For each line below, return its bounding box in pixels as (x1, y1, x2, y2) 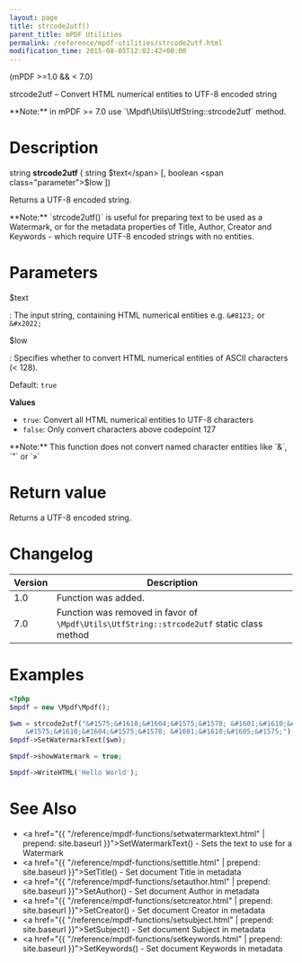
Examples (9, 665, 84, 685)
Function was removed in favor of (57, 606, 198, 618)
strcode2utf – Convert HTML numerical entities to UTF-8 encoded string (9, 89, 277, 100)
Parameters (9, 263, 99, 283)
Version (13, 576, 49, 589)
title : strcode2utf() (9, 22, 91, 31)
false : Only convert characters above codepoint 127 (22, 424, 217, 435)
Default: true (9, 380, 58, 390)
